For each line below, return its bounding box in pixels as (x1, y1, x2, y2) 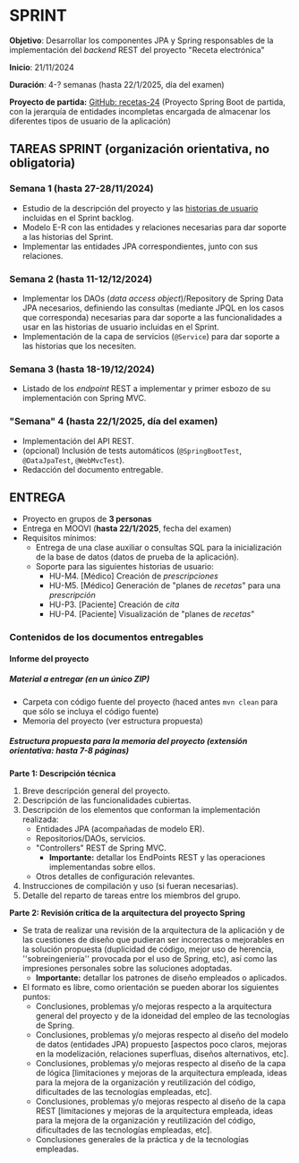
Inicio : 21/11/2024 (9, 62, 74, 73)
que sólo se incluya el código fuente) (21, 705, 159, 716)
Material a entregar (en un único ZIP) (9, 673, 150, 685)
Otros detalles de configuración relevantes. (35, 870, 195, 882)
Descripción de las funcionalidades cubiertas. (21, 794, 192, 806)
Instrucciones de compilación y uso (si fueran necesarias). (21, 880, 239, 891)
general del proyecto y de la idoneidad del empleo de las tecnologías (35, 1010, 290, 1021)
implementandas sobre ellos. (48, 861, 156, 872)
